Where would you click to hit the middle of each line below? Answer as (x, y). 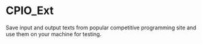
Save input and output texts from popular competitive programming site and (101, 28)
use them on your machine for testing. (54, 34)
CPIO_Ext (30, 11)
